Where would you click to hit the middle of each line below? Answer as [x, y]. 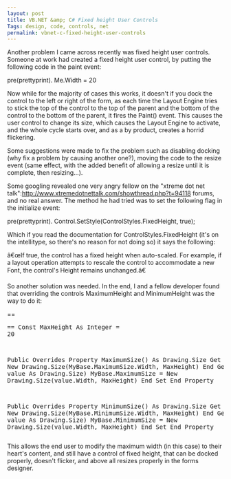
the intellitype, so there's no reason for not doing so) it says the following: [111, 242]
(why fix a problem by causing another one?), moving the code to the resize [114, 158]
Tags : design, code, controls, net [58, 26]
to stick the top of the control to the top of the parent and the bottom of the [113, 108]
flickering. [21, 138]
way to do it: [25, 301]
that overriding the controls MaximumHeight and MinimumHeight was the [111, 294]
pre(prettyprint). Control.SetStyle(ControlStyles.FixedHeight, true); [101, 222]
